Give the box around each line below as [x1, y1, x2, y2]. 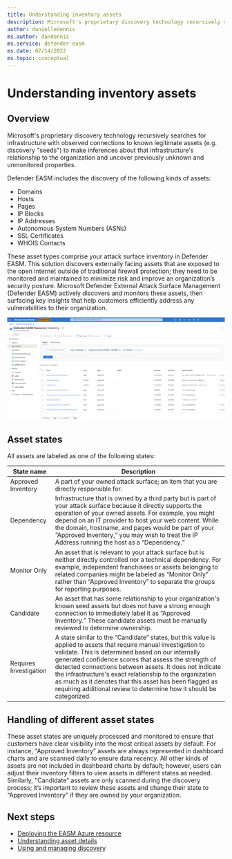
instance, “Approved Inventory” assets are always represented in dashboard [7, 747, 224, 755]
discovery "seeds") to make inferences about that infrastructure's [7, 146, 195, 154]
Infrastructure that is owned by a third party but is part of [55, 494, 217, 502]
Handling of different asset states [7, 714, 155, 726]
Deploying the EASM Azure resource [17, 829, 122, 838]
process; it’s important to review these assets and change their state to [7, 784, 209, 792]
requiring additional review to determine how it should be [55, 685, 217, 693]
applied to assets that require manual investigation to [55, 641, 205, 649]
